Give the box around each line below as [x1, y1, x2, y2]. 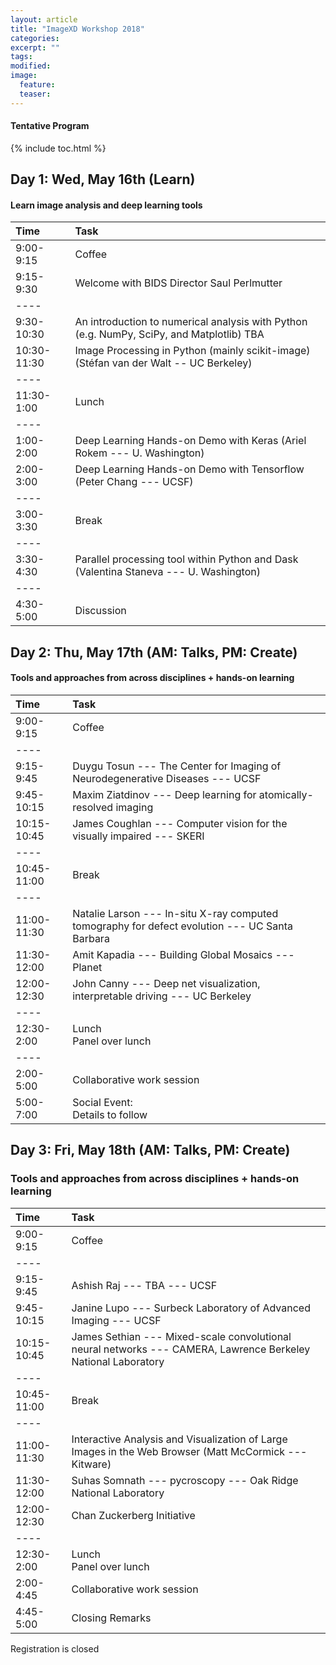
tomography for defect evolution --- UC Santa [72, 919, 293, 933]
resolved [72, 801, 114, 815]
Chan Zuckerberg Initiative [71, 1508, 196, 1522]
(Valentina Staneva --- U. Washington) [74, 565, 261, 579]
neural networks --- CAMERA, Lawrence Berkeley [71, 1342, 311, 1356]
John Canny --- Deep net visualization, [72, 977, 261, 991]
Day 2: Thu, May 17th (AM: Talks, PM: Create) [10, 644, 298, 661]
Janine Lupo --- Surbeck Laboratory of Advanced [71, 1301, 311, 1315]
